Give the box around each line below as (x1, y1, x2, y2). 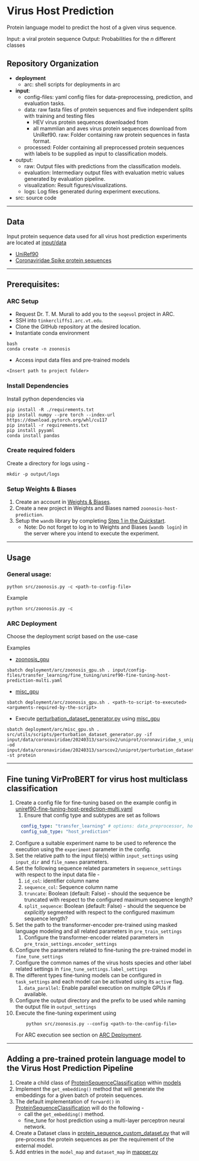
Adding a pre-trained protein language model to (6, 1054, 186, 1064)
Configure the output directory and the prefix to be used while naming (15, 997, 186, 1004)
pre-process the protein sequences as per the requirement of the (15, 1136, 174, 1143)
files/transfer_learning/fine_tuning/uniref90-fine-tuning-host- (6, 673, 171, 679)
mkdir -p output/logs (6, 471, 60, 477)
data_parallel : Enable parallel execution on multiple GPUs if (24, 984, 171, 991)
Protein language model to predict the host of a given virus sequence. (6, 24, 177, 31)
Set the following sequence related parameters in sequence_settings (15, 864, 182, 872)
